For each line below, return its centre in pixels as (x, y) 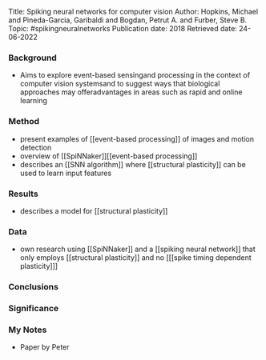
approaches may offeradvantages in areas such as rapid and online (131, 92)
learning (34, 101)
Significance (34, 309)
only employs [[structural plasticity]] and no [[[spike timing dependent (136, 258)
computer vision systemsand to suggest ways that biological (120, 84)
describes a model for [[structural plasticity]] (94, 210)
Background (33, 58)
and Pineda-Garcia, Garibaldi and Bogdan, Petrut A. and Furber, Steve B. (128, 20)
